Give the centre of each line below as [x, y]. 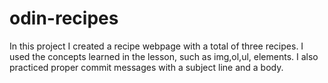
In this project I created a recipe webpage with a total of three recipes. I [156, 46]
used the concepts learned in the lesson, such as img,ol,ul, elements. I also [164, 56]
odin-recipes [64, 18]
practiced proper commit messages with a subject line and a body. [146, 67]
